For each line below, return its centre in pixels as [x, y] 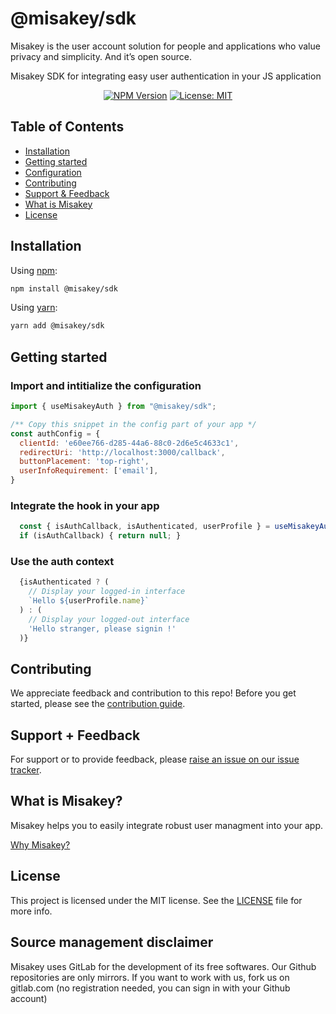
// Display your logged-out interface [109, 619]
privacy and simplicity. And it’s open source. [101, 56]
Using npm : [34, 270]
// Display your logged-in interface [107, 592]
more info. [31, 911]
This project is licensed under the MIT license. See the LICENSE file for [156, 900]
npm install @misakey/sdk [64, 288]
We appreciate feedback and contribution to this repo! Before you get [153, 693]
